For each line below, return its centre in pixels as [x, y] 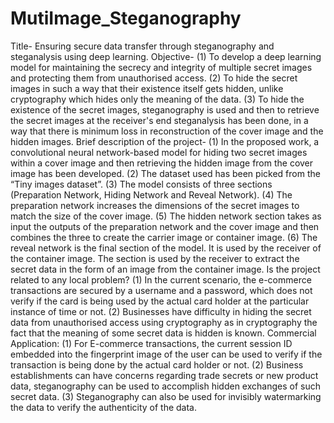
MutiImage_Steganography [126, 18]
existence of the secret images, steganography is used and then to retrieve [165, 109]
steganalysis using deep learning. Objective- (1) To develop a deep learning [166, 56]
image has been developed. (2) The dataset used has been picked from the [165, 173]
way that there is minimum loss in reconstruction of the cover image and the [167, 131]
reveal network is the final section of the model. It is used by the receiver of [166, 248]
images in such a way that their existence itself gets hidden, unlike [147, 88]
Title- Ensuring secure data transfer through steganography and [142, 46]
